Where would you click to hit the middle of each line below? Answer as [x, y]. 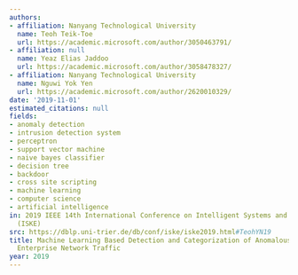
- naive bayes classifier [57, 157]
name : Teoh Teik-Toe [55, 34]
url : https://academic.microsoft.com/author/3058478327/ [125, 67]
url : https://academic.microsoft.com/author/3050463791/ [125, 42]
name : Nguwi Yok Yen [55, 83]
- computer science [45, 199]
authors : [25, 17]
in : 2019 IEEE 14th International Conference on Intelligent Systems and [149, 215]
